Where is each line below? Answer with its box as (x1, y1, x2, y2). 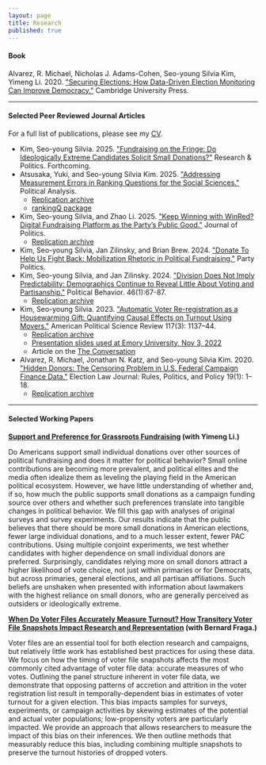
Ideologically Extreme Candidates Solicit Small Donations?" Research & (19, 152, 252, 162)
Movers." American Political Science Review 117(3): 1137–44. (19, 321, 216, 330)
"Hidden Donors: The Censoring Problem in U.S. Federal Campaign (19, 363, 239, 373)
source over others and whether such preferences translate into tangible (8, 498, 245, 507)
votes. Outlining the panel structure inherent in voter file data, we (8, 671, 220, 681)
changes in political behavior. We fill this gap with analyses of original (8, 506, 235, 516)
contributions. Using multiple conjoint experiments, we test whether (8, 540, 230, 549)
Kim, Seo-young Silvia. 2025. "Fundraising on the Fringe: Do (19, 144, 217, 153)
